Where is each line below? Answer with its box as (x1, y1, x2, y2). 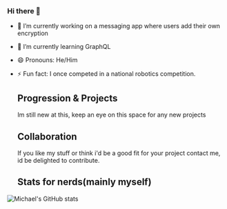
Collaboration (17, 130, 77, 142)
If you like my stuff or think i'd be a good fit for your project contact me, (17, 148, 221, 157)
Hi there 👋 (7, 6, 41, 16)
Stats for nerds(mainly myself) (17, 176, 152, 188)
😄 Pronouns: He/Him (17, 56, 78, 64)
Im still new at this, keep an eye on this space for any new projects (17, 110, 206, 119)
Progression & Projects (17, 92, 118, 104)
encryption (17, 29, 48, 37)
